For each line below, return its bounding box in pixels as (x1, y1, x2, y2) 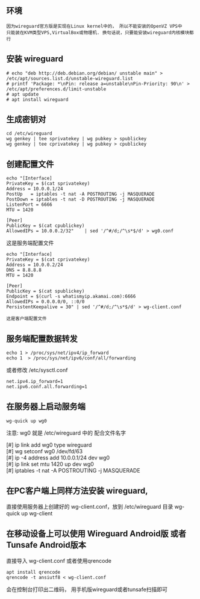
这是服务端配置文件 (6, 240, 54, 247)
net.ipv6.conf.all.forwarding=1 (6, 384, 87, 390)
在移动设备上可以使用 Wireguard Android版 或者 (6, 529, 187, 539)
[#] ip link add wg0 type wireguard (6, 441, 92, 448)
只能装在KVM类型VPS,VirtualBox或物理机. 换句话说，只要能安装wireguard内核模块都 (6, 29, 194, 36)
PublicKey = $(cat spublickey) (6, 288, 85, 294)
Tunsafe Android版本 (6, 540, 86, 550)
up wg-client (20, 509, 53, 517)
